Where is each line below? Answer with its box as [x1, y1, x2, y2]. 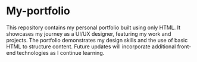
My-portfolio [6, 4, 70, 18]
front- [177, 43, 192, 50]
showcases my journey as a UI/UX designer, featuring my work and [6, 30, 171, 37]
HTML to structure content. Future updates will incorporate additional [6, 43, 176, 50]
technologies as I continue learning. [17, 49, 105, 56]
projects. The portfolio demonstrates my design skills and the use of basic [6, 36, 188, 44]
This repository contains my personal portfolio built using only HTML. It [6, 24, 181, 31]
